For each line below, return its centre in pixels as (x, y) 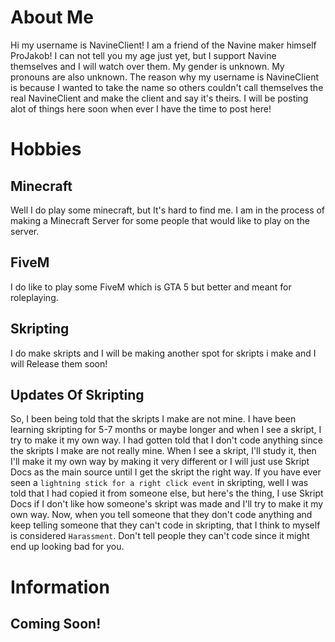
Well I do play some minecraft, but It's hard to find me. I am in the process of (168, 210)
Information (60, 587)
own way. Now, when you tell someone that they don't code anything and (161, 515)
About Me (52, 17)
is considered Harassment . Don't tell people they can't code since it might (160, 536)
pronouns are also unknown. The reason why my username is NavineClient (165, 77)
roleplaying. (34, 297)
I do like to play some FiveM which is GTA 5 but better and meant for (151, 287)
